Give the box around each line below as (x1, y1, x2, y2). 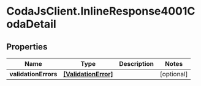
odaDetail (6, 17, 56, 31)
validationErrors (9, 70, 58, 78)
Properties (6, 41, 48, 52)
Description (119, 60, 154, 68)
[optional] (159, 70, 188, 78)
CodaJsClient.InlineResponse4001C (6, 4, 195, 18)
